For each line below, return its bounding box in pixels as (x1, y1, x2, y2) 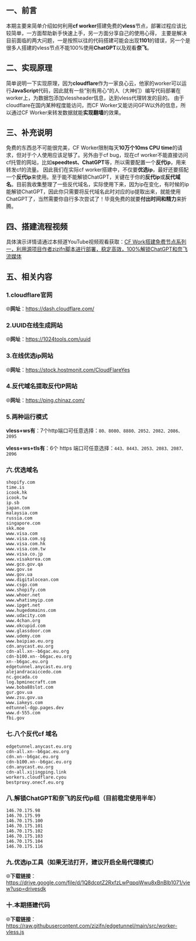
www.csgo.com (6, 582, 38, 588)
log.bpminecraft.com (6, 679, 57, 685)
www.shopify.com (6, 587, 46, 593)
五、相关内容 (6, 272, 53, 282)
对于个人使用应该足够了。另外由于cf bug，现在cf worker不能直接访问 (21, 152, 188, 159)
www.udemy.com (6, 633, 41, 639)
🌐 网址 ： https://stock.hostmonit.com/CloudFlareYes (6, 366, 130, 373)
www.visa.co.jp (6, 551, 43, 557)
